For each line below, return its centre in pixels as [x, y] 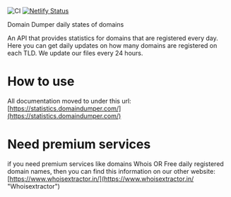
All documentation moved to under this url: [70, 101]
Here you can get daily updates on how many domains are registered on [112, 45]
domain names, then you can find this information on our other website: [111, 171]
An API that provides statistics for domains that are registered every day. [113, 38]
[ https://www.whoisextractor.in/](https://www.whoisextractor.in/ [101, 179]
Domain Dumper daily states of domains [66, 24]
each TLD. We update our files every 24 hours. [75, 53]
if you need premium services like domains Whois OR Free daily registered [115, 164]
